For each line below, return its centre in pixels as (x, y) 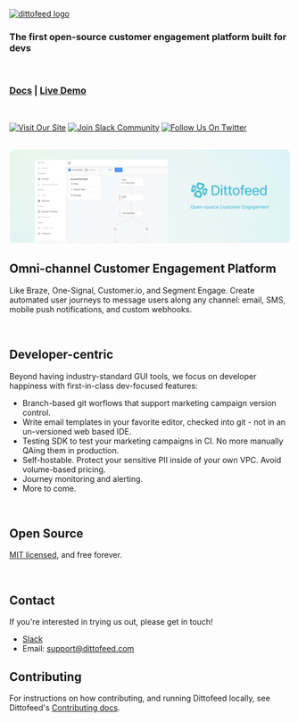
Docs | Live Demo (48, 91)
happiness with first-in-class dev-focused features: (103, 386)
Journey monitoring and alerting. (83, 478)
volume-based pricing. (64, 469)
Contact (32, 600)
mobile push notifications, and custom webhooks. (101, 309)
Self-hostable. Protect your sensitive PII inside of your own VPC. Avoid (152, 460)
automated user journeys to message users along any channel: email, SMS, (148, 300)
